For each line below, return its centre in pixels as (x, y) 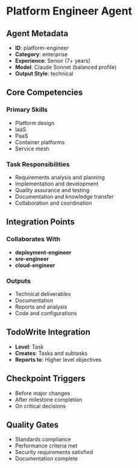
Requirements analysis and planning (60, 177)
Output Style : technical (44, 73)
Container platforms (40, 142)
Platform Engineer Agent (69, 11)
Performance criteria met (46, 446)
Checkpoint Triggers (46, 379)
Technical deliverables (43, 293)
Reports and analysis (41, 307)
